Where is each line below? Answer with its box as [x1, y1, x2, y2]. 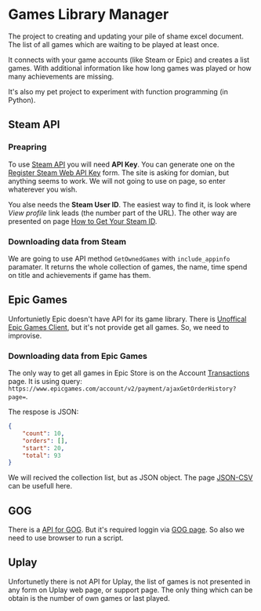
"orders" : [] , [22, 437, 68, 445]
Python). [8, 95, 36, 104]
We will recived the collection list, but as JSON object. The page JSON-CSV [8, 473, 253, 482]
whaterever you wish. [8, 185, 78, 194]
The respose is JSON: [8, 407, 79, 417]
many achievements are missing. [8, 71, 114, 81]
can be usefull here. [8, 481, 73, 491]
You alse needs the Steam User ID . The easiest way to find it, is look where [8, 199, 251, 209]
